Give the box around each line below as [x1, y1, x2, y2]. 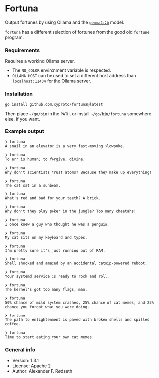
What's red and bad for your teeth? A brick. [5, 195, 101, 201]
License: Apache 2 [12, 363, 51, 369]
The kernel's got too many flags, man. [5, 287, 88, 292]
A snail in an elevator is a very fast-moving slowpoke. [5, 143, 125, 149]
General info [5, 346, 36, 353]
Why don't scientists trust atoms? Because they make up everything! [5, 170, 152, 175]
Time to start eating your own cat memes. [5, 334, 94, 340]
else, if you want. [5, 116, 40, 122]
